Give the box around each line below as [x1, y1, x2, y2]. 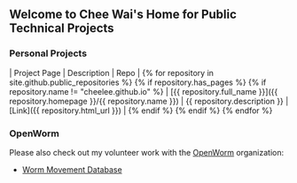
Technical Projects [9, 21, 114, 36]
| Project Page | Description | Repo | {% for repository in [9, 67, 215, 78]
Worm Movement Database [21, 164, 122, 175]
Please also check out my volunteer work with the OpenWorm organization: [9, 147, 285, 157]
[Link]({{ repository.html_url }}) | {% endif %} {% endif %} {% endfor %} [9, 105, 273, 116]
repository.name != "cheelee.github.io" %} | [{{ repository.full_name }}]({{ [9, 86, 278, 96]
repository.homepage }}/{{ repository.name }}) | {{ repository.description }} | [9, 95, 289, 106]
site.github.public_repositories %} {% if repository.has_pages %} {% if [9, 77, 267, 88]
